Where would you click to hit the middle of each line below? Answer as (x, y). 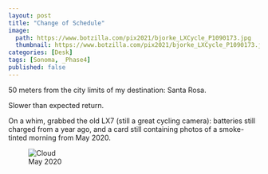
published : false (37, 68)
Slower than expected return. (56, 105)
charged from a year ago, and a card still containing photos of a (113, 129)
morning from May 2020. (70, 137)
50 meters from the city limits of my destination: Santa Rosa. (107, 90)
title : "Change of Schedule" (57, 23)
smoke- (232, 129)
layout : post (30, 15)
